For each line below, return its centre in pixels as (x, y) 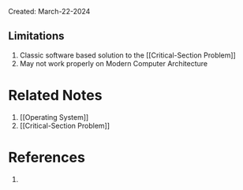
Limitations (36, 36)
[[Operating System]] (54, 117)
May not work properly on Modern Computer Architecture (113, 63)
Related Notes (55, 95)
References (47, 157)
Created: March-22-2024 (49, 11)
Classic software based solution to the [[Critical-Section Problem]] (128, 55)
